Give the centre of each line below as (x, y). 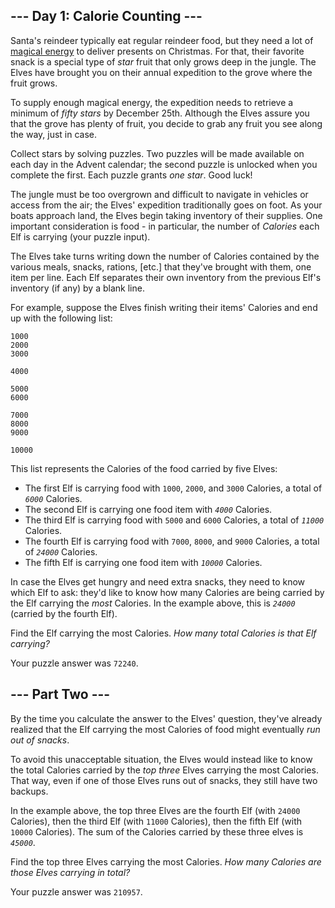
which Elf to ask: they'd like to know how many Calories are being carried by (167, 592)
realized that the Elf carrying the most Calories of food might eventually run (165, 729)
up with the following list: (61, 318)
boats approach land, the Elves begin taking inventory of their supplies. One (166, 215)
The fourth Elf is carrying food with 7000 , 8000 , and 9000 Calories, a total (172, 541)
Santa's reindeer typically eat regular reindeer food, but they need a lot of (162, 40)
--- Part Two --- (60, 694)
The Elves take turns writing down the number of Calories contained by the (165, 256)
